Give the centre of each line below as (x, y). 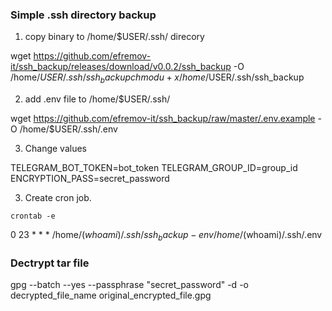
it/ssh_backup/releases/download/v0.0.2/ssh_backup (121, 67)
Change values (56, 149)
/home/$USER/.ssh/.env (68, 129)
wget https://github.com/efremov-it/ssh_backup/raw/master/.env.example (163, 119)
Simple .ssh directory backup (83, 15)
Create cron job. (58, 198)
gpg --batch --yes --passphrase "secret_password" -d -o (129, 285)
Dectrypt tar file (50, 263)
